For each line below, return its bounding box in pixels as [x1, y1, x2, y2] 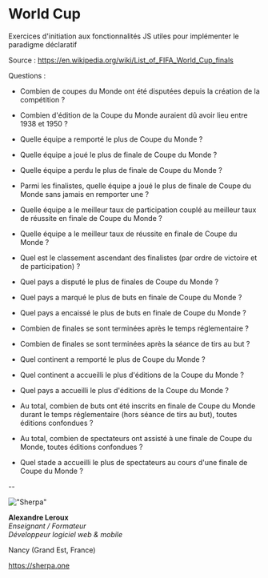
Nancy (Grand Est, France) [8, 545, 96, 555]
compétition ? [19, 94, 66, 104]
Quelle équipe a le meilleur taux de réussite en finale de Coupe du [19, 229, 238, 239]
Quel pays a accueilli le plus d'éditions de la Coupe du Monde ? [19, 385, 230, 395]
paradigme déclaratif [8, 39, 78, 49]
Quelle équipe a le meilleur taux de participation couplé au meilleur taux [19, 205, 257, 215]
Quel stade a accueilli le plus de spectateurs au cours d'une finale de [19, 457, 248, 467]
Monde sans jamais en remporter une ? [19, 189, 150, 199]
